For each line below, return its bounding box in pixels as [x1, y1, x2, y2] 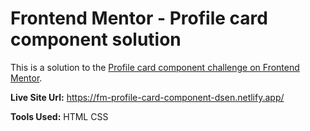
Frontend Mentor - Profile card [10, 7, 268, 30]
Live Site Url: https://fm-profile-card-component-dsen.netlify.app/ [10, 91, 285, 103]
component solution [10, 28, 182, 51]
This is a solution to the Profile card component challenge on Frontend [10, 61, 300, 73]
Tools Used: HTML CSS [10, 110, 109, 122]
